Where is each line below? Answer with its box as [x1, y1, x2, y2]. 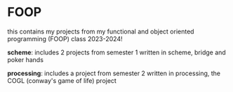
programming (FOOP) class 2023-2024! [7, 34, 123, 43]
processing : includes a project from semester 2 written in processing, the [7, 69, 221, 77]
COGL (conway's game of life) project [7, 76, 117, 84]
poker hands [7, 55, 44, 63]
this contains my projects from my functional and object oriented [7, 27, 194, 36]
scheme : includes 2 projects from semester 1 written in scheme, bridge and [7, 48, 226, 56]
